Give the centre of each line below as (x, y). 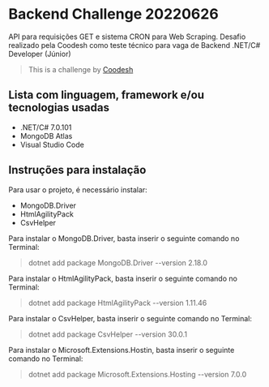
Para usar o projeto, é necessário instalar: (78, 189)
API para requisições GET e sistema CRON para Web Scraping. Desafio (127, 37)
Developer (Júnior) (40, 54)
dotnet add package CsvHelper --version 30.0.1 (108, 334)
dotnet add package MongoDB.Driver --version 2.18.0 (118, 262)
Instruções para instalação (77, 170)
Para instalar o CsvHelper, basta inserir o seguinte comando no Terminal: (130, 318)
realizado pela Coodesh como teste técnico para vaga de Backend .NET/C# (134, 45)
